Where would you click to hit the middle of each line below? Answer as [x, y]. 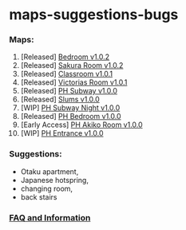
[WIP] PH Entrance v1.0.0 [62, 133]
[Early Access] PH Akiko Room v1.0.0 [81, 125]
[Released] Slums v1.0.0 [60, 99]
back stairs [39, 196]
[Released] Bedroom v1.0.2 [65, 57]
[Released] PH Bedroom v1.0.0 [71, 117]
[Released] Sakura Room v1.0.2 [72, 65]
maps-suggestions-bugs [94, 15]
